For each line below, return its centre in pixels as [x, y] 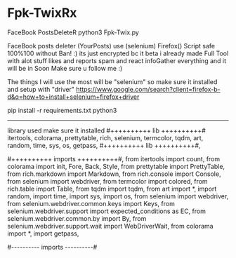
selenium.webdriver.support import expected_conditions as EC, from [106, 211]
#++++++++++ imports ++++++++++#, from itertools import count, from [114, 158]
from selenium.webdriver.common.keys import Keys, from [91, 203]
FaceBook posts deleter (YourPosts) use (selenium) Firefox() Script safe [111, 46]
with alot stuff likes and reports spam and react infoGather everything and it [117, 60]
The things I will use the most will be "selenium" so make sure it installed [112, 81]
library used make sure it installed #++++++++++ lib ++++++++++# [106, 130]
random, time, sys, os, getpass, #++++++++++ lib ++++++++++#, [104, 145]
